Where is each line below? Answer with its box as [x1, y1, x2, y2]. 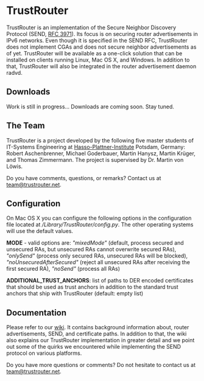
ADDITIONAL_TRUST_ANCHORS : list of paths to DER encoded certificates [6, 277, 194, 284]
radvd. [6, 69, 23, 76]
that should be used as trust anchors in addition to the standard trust [6, 284, 178, 291]
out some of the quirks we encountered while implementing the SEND [6, 343, 181, 351]
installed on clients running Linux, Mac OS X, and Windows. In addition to [6, 56, 190, 63]
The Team [6, 121, 46, 131]
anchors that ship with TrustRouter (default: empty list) [6, 290, 144, 297]
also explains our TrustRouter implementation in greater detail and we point [6, 337, 195, 344]
